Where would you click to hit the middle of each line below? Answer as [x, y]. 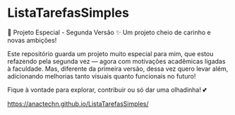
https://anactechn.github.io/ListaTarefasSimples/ [78, 104]
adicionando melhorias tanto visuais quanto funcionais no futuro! [102, 76]
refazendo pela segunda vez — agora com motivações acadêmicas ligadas [116, 61]
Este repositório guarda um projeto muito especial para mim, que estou [110, 53]
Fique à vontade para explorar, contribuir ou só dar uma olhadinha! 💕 [107, 90]
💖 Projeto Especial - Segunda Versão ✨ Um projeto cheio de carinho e [109, 32]
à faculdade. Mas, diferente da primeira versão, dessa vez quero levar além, [118, 69]
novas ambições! [32, 40]
